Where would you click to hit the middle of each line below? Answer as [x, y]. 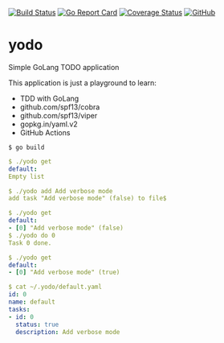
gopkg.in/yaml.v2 [49, 124]
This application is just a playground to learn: [82, 83]
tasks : [19, 309]
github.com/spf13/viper [59, 115]
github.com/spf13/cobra [60, 107]
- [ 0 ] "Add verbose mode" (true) [64, 273]
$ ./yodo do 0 [32, 235]
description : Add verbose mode [68, 332]
